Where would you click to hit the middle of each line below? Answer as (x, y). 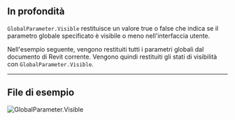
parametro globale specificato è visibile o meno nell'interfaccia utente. (109, 36)
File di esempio (41, 92)
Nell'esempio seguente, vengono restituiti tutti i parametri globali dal (106, 49)
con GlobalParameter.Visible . (51, 64)
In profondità (36, 12)
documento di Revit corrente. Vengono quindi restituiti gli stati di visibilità (112, 57)
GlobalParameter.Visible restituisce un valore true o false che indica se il (113, 28)
